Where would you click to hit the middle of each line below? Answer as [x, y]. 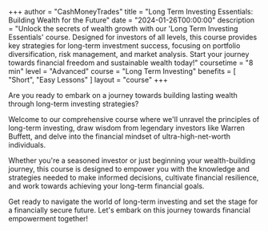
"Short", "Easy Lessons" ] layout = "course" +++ [88, 80]
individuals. [27, 145]
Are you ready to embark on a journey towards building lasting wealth [123, 95]
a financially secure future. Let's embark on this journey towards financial [129, 210]
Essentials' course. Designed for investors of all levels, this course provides [133, 37]
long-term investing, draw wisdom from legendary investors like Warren [127, 128]
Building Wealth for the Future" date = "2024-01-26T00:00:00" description [132, 20]
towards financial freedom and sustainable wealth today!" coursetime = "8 [131, 63]
